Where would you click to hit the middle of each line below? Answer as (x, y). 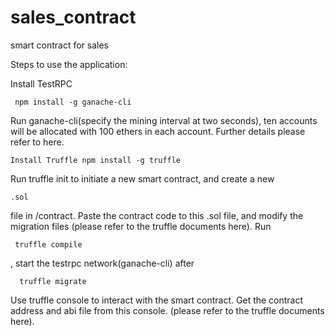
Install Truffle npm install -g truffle (96, 160)
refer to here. (37, 142)
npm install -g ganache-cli (73, 102)
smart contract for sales (59, 45)
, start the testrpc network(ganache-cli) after (102, 263)
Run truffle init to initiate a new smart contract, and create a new (142, 178)
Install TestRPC (41, 83)
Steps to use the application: (69, 64)
